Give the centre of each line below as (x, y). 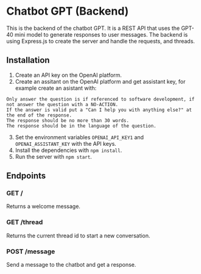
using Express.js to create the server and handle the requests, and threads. (100, 41)
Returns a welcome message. (44, 206)
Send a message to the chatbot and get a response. (71, 265)
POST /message (31, 251)
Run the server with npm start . (54, 156)
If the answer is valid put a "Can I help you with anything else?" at (99, 110)
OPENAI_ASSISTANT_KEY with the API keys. (66, 143)
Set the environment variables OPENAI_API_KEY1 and (79, 137)
